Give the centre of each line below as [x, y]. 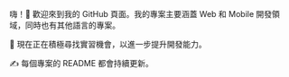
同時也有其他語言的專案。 [72, 25]
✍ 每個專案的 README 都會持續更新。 [81, 63]
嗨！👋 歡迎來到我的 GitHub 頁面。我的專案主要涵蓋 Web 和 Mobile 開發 [141, 14]
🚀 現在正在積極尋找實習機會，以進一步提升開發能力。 [108, 44]
